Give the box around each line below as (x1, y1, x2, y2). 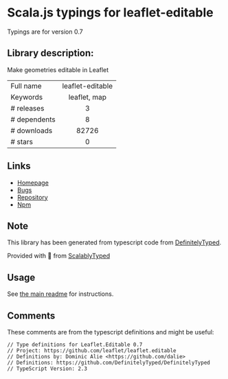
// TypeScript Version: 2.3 (7, 365, 88, 372)
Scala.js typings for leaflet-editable (7, 5, 214, 21)
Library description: (7, 47, 94, 59)
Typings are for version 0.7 (7, 27, 84, 36)
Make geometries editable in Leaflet (7, 65, 109, 73)
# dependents (10, 115, 56, 124)
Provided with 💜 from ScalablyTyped (7, 252, 111, 260)
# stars (10, 137, 33, 146)
